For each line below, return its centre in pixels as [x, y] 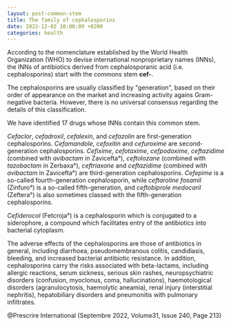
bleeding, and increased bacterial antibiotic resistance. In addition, [102, 258]
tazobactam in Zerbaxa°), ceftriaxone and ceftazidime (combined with [107, 165]
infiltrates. [21, 302]
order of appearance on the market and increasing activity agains [100, 95]
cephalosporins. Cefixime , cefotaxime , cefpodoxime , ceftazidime [132, 151]
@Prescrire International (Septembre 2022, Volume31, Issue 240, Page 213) [114, 316]
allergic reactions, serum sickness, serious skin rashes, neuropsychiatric [110, 273]
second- [191, 144]
